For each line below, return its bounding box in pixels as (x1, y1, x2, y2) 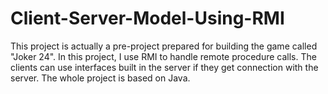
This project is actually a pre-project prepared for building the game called (10, 40, 318, 52)
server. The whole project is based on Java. (10, 72, 191, 84)
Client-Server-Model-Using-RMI (10, 7, 285, 30)
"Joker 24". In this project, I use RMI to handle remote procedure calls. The (10, 50, 317, 62)
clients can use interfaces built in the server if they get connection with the (10, 61, 319, 73)
